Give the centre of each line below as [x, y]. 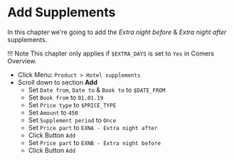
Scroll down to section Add [57, 82]
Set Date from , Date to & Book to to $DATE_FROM [97, 90]
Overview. [22, 60]
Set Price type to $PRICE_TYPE [72, 105]
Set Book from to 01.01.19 [66, 97]
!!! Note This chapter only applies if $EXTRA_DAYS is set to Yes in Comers [111, 53]
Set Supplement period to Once [72, 120]
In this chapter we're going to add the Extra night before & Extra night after [117, 32]
